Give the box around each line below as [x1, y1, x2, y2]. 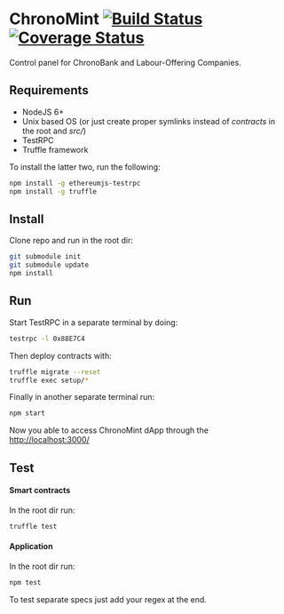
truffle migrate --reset [9, 367, 101, 377]
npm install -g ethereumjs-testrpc [9, 179, 141, 187]
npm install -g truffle [9, 187, 98, 195]
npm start [9, 409, 46, 418]
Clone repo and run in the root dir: [9, 235, 134, 246]
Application [9, 541, 53, 552]
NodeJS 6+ [21, 107, 65, 117]
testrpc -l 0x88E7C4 [9, 334, 86, 343]
